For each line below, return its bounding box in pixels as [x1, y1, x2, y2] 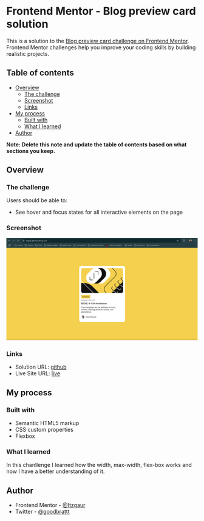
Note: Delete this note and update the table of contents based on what [6, 141, 187, 148]
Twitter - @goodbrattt [15, 508, 70, 516]
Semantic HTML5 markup [15, 419, 80, 426]
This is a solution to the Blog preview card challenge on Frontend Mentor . [6, 37, 189, 44]
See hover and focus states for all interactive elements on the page [15, 208, 183, 216]
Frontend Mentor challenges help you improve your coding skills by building [6, 44, 196, 51]
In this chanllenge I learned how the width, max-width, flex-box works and [6, 461, 192, 469]
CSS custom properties [15, 426, 74, 433]
